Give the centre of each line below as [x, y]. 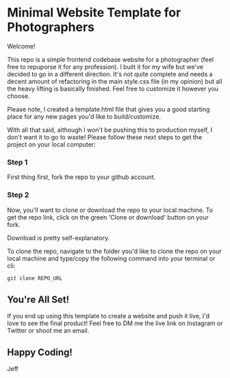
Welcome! [21, 46]
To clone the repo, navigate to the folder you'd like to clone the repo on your [115, 251]
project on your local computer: [51, 144]
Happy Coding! [40, 352]
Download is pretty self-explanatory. [59, 237]
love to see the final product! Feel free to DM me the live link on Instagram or [115, 323]
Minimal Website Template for [94, 13]
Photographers [51, 27]
